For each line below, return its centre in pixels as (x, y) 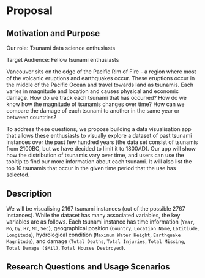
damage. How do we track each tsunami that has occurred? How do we (96, 98)
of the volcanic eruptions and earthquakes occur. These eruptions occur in (101, 78)
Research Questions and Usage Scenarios (88, 267)
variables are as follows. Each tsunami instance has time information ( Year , (100, 222)
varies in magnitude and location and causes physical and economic (93, 91)
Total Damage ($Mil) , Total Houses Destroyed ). (66, 247)
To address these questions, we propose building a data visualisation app (99, 129)
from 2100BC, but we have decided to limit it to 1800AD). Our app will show (101, 148)
